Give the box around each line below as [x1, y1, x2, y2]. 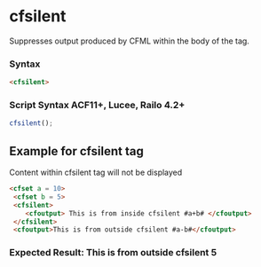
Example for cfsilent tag [9, 144, 144, 159]
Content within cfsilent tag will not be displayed [9, 167, 183, 178]
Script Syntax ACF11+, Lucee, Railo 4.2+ [9, 99, 186, 112]
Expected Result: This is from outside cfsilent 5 [9, 247, 217, 259]
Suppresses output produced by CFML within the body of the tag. [9, 35, 250, 46]
